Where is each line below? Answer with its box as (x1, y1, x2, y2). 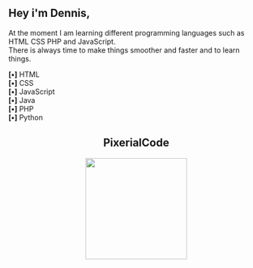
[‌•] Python (8, 113, 43, 122)
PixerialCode (103, 136, 169, 150)
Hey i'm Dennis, (8, 6, 91, 20)
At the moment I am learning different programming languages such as (8, 28, 245, 37)
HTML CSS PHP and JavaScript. (8, 36, 116, 46)
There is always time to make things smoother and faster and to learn (8, 45, 241, 55)
